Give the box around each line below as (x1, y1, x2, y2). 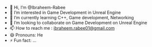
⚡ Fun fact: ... (9, 37, 37, 43)
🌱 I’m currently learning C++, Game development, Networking (9, 15, 134, 20)
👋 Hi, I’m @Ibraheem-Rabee (9, 5, 66, 10)
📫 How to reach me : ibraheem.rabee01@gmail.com (9, 25, 115, 31)
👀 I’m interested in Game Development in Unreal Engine (9, 10, 121, 15)
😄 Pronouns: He (9, 32, 43, 38)
